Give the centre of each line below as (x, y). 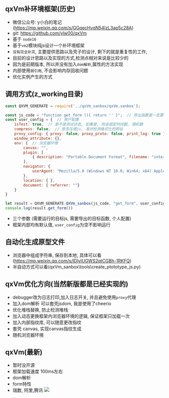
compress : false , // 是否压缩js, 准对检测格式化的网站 (69, 129)
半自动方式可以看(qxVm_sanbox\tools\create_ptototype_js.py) (76, 267)
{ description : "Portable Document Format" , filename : (91, 157)
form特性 (22, 384)
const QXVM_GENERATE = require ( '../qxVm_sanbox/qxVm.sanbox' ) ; (73, 106)
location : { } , (39, 180)
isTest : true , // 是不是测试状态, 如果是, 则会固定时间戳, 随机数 (79, 125)
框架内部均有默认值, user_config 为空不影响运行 (61, 225)
